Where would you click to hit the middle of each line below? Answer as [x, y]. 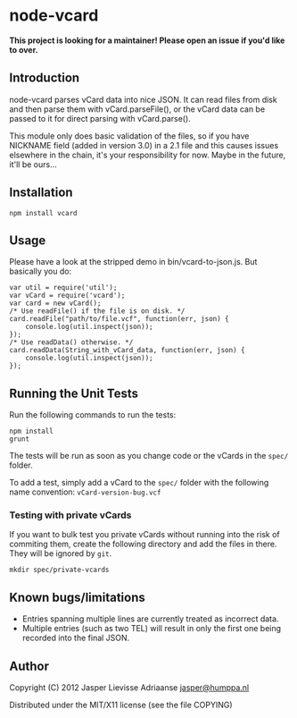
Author [29, 666]
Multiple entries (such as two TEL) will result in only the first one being [152, 629]
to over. [24, 49]
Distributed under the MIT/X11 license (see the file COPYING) [121, 705]
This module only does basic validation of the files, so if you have [129, 136]
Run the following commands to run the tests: [93, 415]
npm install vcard [43, 213]
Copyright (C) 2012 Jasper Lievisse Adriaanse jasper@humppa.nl [129, 688]
